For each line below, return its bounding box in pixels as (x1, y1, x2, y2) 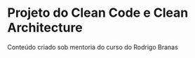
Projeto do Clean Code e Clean (7, 5, 189, 21)
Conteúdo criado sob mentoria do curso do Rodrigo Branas (7, 43, 179, 51)
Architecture (7, 20, 83, 36)
